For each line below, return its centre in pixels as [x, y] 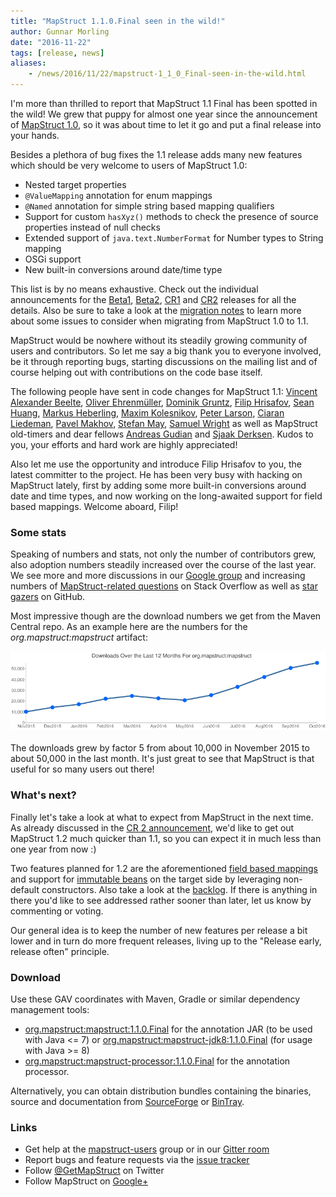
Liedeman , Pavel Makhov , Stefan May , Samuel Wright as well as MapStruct [164, 423]
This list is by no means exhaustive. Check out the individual [134, 289]
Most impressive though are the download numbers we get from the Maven [166, 616]
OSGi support [53, 259]
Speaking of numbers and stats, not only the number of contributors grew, [163, 554]
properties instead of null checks [92, 227]
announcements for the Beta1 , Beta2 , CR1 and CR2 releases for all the [153, 299]
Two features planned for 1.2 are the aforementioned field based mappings [164, 868]
